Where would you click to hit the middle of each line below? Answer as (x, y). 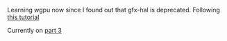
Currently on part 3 (35, 30)
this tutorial (23, 17)
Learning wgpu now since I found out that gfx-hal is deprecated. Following (114, 10)
